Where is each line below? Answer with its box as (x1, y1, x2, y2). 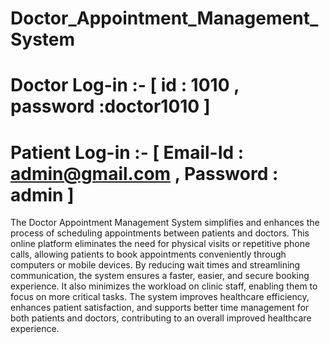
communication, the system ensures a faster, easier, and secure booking (10, 270, 310, 282)
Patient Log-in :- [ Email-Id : (10, 141, 245, 164)
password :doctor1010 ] (10, 95, 211, 118)
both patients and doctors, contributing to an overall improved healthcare (10, 312, 312, 324)
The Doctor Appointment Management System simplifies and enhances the (10, 217, 320, 229)
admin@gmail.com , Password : (10, 162, 279, 185)
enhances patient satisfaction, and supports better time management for (10, 302, 310, 314)
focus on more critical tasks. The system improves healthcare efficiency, (10, 291, 310, 303)
